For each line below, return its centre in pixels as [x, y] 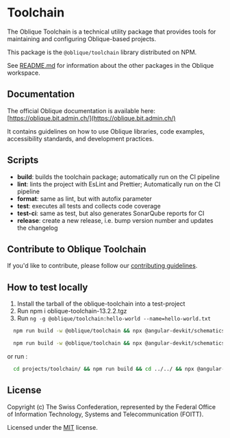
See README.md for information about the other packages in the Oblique [111, 65]
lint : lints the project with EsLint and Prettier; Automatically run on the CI [119, 184]
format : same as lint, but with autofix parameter [85, 198]
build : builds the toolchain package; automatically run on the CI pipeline [118, 177]
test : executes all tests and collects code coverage [89, 206]
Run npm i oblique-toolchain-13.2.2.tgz [72, 311]
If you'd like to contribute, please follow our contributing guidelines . [102, 266]
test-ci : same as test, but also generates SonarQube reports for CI [111, 213]
